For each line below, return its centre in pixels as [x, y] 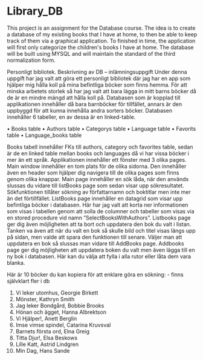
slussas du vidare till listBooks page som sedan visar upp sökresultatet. [96, 185]
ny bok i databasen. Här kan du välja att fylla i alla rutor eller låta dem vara [99, 256]
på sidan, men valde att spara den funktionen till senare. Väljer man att [95, 237]
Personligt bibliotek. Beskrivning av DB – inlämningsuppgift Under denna [97, 72]
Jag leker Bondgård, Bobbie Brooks [60, 305]
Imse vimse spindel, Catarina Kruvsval [63, 325]
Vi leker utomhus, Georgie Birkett [57, 293]
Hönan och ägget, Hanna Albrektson [61, 312]
